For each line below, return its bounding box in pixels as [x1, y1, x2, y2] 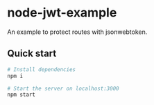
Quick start [7, 48, 57, 59]
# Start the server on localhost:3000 [7, 85, 119, 92]
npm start [7, 91, 36, 98]
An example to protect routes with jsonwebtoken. [7, 28, 148, 36]
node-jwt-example [7, 5, 117, 21]
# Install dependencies [7, 66, 76, 73]
